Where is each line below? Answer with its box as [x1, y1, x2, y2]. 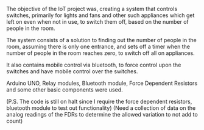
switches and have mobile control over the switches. [6, 68, 138, 75]
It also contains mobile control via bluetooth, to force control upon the [6, 61, 181, 68]
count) [6, 117, 23, 125]
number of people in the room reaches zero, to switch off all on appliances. [6, 49, 195, 57]
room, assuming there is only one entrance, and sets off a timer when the [6, 43, 191, 50]
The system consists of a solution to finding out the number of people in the [6, 37, 197, 43]
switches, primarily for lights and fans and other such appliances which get [6, 12, 195, 19]
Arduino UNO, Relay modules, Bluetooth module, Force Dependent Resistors [6, 79, 198, 87]
